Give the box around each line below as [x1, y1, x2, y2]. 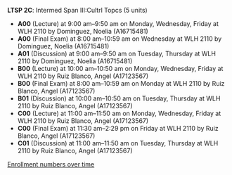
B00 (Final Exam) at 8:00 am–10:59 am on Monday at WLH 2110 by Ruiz [17, 79, 225, 87]
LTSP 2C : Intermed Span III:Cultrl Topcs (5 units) [7, 6, 148, 14]
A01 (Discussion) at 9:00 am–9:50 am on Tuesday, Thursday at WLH [17, 49, 217, 58]
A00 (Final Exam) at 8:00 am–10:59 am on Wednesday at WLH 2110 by [17, 34, 222, 43]
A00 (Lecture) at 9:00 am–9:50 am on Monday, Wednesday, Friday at [17, 20, 219, 27]
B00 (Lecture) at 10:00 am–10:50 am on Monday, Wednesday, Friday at [17, 65, 224, 72]
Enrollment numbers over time [7, 160, 95, 168]
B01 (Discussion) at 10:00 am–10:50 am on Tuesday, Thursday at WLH [17, 94, 221, 103]
